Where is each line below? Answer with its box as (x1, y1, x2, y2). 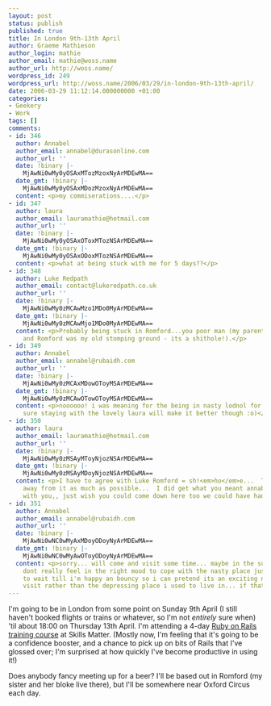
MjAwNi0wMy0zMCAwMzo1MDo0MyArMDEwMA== (23, 304, 153, 312)
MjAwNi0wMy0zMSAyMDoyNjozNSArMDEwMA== (23, 470, 153, 478)
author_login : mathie (8, 49, 81, 57)
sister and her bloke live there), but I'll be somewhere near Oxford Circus (8, 679, 250, 690)
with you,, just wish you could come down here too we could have (23, 491, 251, 500)
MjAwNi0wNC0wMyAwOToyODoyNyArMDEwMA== (23, 552, 153, 560)
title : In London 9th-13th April (8, 34, 121, 43)
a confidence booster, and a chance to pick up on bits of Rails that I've (8, 638, 243, 648)
